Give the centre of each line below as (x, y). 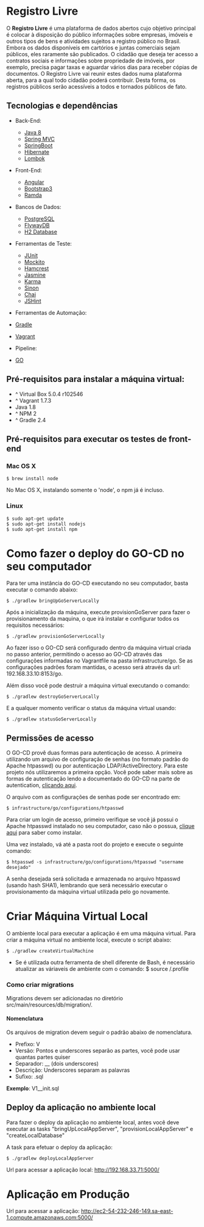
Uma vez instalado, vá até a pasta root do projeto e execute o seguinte (95, 844)
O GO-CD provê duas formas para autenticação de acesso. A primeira (94, 753)
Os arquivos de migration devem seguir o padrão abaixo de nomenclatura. (100, 1032)
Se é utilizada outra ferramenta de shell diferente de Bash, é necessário (105, 962)
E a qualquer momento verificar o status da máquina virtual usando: (91, 708)
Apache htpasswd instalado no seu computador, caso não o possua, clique (100, 826)
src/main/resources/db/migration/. (49, 1005)
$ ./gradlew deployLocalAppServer (50, 1158)
